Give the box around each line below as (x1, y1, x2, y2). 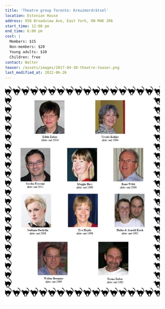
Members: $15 (9, 39, 36, 44)
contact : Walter (5, 60, 38, 65)
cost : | (5, 34, 21, 39)
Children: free (9, 55, 41, 60)
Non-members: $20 (9, 44, 45, 49)
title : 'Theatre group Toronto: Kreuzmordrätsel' (5, 8, 109, 13)
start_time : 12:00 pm (5, 24, 50, 29)
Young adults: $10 (9, 49, 48, 54)
